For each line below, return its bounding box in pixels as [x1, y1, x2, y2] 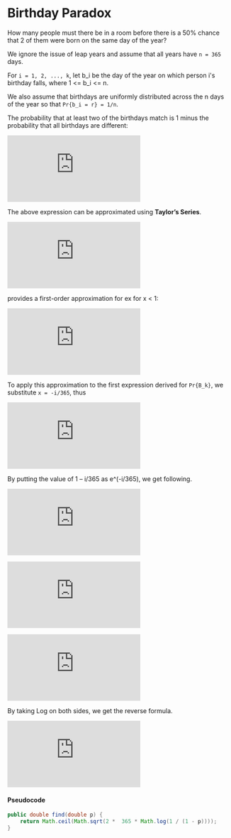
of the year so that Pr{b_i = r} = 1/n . [7, 99, 119, 108]
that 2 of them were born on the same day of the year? [7, 35, 167, 44]
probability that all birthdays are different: [7, 121, 129, 129]
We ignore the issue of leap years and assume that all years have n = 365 [7, 50, 222, 58]
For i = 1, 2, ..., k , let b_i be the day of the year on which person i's [7, 71, 215, 79]
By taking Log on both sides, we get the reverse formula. [7, 706, 173, 715]
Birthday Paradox [7, 5, 112, 21]
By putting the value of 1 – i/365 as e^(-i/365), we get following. [7, 474, 193, 483]
